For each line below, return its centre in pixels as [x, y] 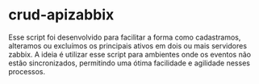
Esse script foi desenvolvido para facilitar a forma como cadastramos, [125, 37]
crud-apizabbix [61, 15]
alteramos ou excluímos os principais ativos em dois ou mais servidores [128, 45]
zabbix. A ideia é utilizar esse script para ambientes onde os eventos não [130, 54]
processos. [27, 71]
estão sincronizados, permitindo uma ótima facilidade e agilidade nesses [129, 63]
